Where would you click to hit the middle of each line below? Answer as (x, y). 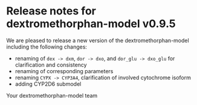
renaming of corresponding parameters (64, 71)
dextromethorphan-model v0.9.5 (91, 24)
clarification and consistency (51, 65)
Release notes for (51, 11)
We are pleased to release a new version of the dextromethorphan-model (98, 40)
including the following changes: (47, 47)
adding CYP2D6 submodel (48, 84)
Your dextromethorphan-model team (52, 95)
